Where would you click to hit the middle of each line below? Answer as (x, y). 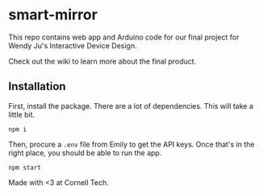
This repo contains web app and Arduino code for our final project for (124, 37)
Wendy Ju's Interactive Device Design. (73, 45)
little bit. (22, 114)
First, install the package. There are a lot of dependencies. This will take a (131, 105)
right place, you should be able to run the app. (85, 153)
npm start (25, 167)
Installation (37, 87)
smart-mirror (53, 15)
